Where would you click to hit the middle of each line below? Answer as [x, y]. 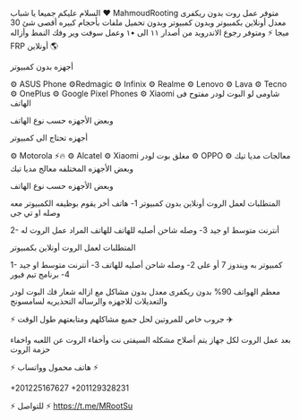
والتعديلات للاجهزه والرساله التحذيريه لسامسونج [89, 301]
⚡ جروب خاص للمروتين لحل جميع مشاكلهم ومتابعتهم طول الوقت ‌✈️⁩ [122, 319]
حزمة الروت [30, 349]
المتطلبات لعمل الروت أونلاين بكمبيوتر [73, 247]
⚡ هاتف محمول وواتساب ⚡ [55, 367]
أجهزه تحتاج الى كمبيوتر [49, 137]
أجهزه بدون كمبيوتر [42, 67]
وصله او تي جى [35, 213]
